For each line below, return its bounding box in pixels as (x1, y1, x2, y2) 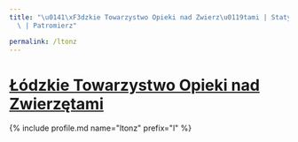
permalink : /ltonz (9, 37, 77, 46)
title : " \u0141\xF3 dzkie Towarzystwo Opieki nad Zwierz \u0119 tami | (9, 12, 268, 22)
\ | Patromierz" (17, 21, 77, 30)
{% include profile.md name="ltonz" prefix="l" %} (9, 123, 192, 133)
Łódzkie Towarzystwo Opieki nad (9, 75, 260, 95)
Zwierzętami (9, 93, 105, 114)
